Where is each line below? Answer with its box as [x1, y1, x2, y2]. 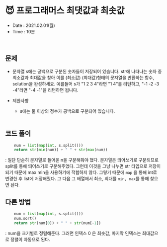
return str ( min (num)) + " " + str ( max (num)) [14, 148, 108, 153]
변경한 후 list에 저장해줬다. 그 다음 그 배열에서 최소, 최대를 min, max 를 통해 [5, 175, 149, 182]
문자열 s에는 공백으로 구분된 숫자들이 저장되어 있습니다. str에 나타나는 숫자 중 [12, 68, 162, 74]
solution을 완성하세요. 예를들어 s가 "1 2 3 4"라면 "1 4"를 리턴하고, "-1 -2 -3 [12, 81, 160, 86]
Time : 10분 [12, 28, 35, 34]
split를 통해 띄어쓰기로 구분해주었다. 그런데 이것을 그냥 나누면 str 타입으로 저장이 [5, 163, 161, 169]
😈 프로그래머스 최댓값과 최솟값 [5, 5, 125, 16]
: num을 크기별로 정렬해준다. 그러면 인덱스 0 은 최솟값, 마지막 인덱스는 [5, 230, 141, 236]
